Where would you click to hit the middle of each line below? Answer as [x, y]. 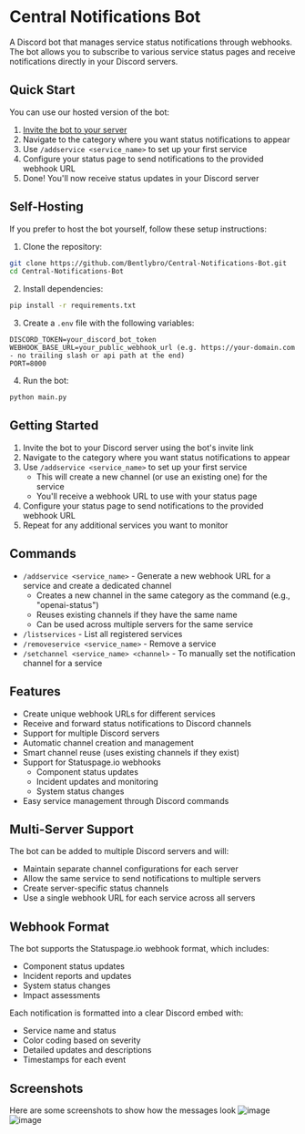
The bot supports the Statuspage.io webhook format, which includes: [139, 949]
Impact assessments [61, 995]
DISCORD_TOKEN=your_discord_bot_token [83, 340]
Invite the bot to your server [75, 129]
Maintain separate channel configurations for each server [131, 869]
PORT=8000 [28, 364]
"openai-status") [67, 604]
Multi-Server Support [72, 829]
